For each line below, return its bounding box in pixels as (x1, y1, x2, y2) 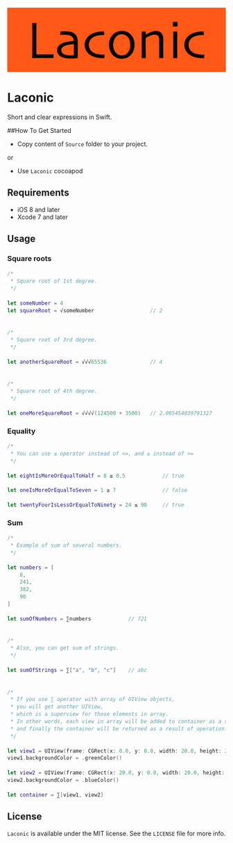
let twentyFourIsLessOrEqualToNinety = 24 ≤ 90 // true (7, 501, 185, 508)
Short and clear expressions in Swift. (7, 113, 112, 121)
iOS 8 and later (17, 205, 60, 214)
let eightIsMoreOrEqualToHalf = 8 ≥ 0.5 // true (7, 472, 185, 479)
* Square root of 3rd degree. (10, 337, 98, 344)
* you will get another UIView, (10, 703, 104, 710)
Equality (7, 426, 36, 435)
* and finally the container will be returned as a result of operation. (10, 725, 228, 732)
